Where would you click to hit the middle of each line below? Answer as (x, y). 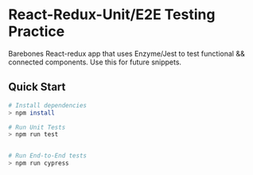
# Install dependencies (48, 105)
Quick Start (37, 87)
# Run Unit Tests (37, 127)
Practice (37, 31)
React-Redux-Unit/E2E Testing (112, 15)
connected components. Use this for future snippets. (95, 62)
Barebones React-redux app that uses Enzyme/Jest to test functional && (127, 53)
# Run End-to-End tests (48, 156)
